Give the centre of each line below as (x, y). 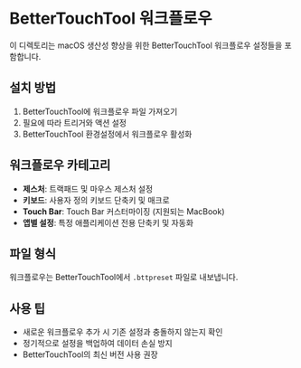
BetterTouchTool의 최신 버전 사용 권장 (90, 354)
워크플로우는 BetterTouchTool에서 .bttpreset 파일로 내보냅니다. (124, 278)
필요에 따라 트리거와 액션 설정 (74, 122)
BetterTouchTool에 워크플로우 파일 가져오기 (100, 111)
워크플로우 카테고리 (60, 165)
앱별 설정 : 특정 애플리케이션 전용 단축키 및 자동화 (108, 222)
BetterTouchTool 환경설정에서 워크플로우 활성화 (107, 134)
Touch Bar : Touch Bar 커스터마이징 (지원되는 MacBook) (123, 211)
